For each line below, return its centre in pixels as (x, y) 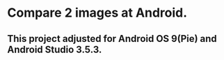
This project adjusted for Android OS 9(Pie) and (112, 39)
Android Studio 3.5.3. (55, 49)
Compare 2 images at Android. (97, 13)
